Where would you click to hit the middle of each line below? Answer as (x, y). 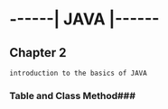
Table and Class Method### (73, 95)
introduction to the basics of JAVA (78, 73)
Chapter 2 (38, 53)
